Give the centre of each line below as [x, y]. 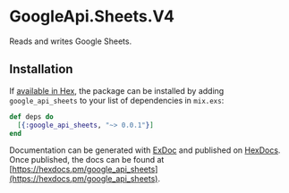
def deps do [31, 117]
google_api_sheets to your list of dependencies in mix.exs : [117, 100]
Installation [41, 69]
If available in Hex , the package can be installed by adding [117, 90]
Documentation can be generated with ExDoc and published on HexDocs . [145, 150]
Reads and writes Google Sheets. [71, 41]
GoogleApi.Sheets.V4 [92, 17]
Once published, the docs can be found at [87, 160]
